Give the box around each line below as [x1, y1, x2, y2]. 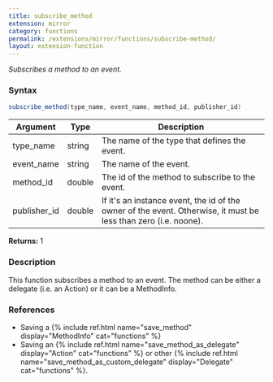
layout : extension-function [8, 42, 104, 50]
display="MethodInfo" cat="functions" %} [19, 331, 162, 341]
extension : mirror [8, 20, 71, 28]
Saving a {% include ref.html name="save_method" [19, 322, 193, 332]
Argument [15, 121, 56, 132]
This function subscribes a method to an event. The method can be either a [8, 275, 262, 284]
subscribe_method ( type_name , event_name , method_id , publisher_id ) [8, 103, 242, 111]
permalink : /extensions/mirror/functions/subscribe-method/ [8, 34, 217, 43]
